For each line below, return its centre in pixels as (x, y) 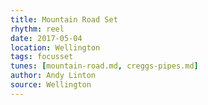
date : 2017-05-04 (46, 38)
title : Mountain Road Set (64, 19)
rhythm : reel (37, 29)
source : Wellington (51, 85)
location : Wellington (55, 47)
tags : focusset (42, 57)
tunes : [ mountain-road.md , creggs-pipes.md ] (104, 66)
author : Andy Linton (53, 76)
